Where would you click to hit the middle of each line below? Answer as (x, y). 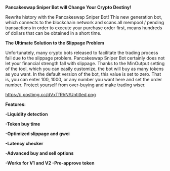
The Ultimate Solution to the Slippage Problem (55, 43)
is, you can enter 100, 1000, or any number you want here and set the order (84, 79)
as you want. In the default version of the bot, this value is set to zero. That (83, 74)
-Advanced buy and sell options (39, 153)
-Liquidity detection (27, 114)
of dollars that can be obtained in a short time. (53, 33)
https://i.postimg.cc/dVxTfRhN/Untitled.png (51, 95)
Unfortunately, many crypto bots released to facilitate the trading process (82, 53)
